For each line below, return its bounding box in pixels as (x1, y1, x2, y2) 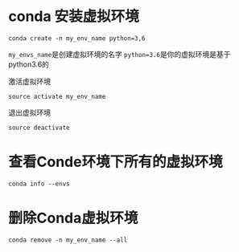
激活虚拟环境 (8, 76, 51, 86)
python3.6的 (8, 59, 50, 69)
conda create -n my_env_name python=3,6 (8, 34, 146, 43)
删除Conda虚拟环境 (8, 209, 138, 227)
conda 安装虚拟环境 (8, 7, 139, 26)
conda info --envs (8, 180, 70, 188)
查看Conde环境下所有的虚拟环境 (8, 153, 223, 171)
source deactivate (8, 124, 70, 132)
